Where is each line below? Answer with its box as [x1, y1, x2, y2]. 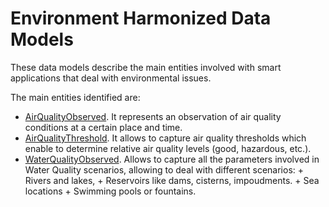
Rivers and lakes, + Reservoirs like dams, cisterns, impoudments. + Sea [24, 174, 320, 186]
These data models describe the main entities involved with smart [10, 61, 282, 73]
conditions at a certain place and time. [24, 121, 183, 133]
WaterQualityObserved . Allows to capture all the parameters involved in [24, 153, 320, 165]
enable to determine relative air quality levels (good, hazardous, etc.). [24, 142, 312, 154]
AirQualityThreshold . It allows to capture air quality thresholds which [24, 132, 307, 144]
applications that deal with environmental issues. [10, 72, 212, 84]
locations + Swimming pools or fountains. [24, 185, 197, 197]
